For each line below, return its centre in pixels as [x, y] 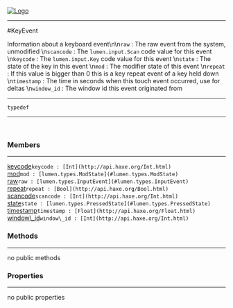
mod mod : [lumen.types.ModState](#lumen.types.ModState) [93, 174]
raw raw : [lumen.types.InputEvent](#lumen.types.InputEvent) [98, 181]
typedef [18, 108]
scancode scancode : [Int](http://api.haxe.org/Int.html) [93, 196]
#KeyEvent [23, 31]
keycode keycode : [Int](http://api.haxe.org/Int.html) [89, 166]
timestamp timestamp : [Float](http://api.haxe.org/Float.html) [102, 211]
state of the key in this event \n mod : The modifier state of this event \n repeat [116, 66]
